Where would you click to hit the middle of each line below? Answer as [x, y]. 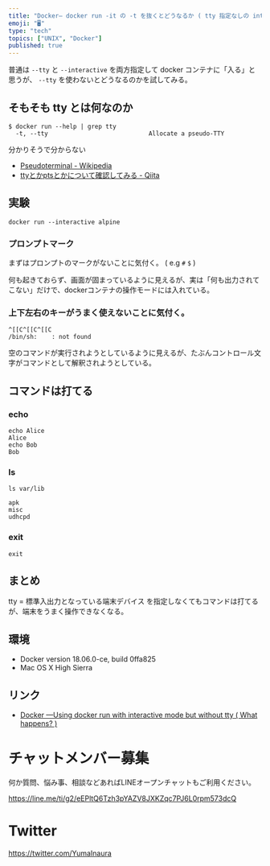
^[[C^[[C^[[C [30, 330]
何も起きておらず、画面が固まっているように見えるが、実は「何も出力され [131, 280]
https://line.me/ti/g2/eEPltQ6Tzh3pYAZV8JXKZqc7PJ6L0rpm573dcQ [123, 798]
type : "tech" [30, 31]
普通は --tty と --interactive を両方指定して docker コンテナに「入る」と [132, 70]
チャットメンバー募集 [79, 759]
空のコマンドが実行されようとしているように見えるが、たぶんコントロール [131, 353]
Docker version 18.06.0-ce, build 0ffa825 [88, 659]
